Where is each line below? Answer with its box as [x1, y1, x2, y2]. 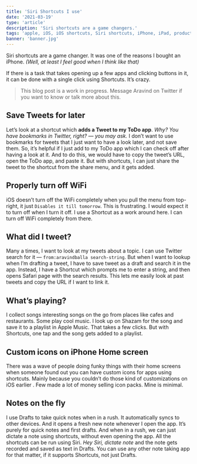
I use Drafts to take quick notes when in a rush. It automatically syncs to [6, 413, 180, 421]
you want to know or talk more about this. [20, 93, 121, 100]
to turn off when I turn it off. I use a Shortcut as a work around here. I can [6, 209, 183, 216]
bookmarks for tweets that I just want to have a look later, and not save [6, 139, 177, 146]
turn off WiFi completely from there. [6, 215, 93, 222]
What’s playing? [6, 295, 66, 305]
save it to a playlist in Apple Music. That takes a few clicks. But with [6, 324, 169, 331]
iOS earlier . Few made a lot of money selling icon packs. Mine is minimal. [6, 381, 184, 388]
